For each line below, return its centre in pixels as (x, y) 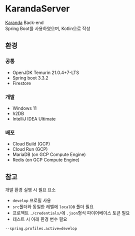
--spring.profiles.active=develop (41, 229)
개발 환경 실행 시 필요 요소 (30, 190)
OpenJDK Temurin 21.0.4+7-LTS (45, 72)
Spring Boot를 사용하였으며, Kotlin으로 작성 (48, 28)
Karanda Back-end (24, 22)
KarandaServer (37, 9)
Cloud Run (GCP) (30, 149)
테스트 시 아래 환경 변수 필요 (40, 219)
